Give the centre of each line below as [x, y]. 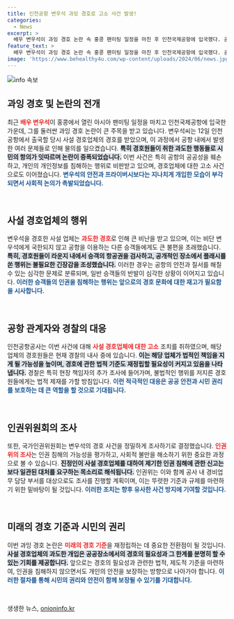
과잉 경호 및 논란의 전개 [54, 104]
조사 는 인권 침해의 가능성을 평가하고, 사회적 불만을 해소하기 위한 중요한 [115, 454]
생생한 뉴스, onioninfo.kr [41, 608]
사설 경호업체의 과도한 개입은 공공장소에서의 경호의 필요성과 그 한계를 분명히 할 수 [116, 553]
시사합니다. [30, 291]
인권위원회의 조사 [42, 428]
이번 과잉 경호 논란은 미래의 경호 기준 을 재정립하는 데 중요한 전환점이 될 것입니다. [116, 545]
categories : [24, 20]
